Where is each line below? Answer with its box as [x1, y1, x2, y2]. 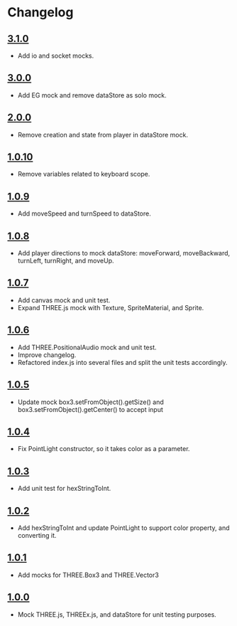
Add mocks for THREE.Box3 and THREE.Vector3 [17, 571, 160, 579]
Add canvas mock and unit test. [17, 296, 111, 304]
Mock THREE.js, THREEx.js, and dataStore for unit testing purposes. [17, 610, 216, 619]
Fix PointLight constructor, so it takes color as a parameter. [17, 445, 190, 453]
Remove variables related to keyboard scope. [17, 170, 150, 179]
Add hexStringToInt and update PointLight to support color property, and [17, 524, 230, 532]
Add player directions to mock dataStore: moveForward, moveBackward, [17, 249, 231, 258]
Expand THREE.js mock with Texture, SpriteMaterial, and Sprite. [17, 303, 204, 312]
